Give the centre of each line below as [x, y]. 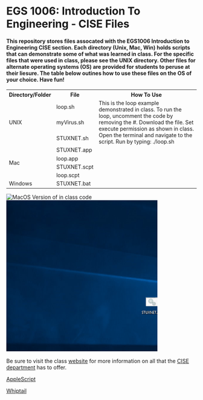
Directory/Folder [30, 94]
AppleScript [21, 379]
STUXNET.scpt [75, 167]
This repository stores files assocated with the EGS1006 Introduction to [98, 41]
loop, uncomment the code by [136, 116]
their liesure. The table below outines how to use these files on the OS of [99, 73]
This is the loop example [129, 103]
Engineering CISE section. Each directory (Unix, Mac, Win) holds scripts [98, 47]
